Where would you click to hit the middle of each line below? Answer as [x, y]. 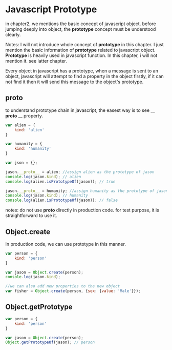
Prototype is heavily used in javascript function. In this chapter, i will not [81, 55]
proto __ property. [24, 115]
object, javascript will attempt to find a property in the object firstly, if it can [84, 76]
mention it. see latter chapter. [36, 61]
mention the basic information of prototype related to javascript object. [80, 50]
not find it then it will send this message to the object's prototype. [74, 82]
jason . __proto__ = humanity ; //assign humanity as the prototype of [80, 191]
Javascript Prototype [51, 9]
